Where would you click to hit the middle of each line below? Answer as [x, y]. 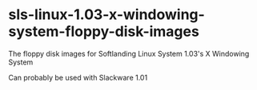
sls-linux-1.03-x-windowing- [107, 15]
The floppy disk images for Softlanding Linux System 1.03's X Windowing [129, 53]
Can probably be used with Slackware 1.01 [78, 77]
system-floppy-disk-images [104, 31]
